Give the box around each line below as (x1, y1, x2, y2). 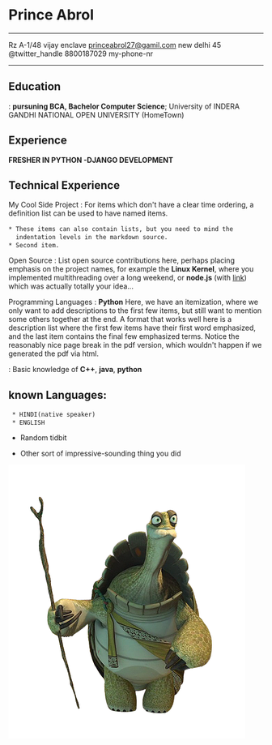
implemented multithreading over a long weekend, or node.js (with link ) (8, 273, 247, 283)
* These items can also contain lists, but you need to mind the (8, 225, 233, 233)
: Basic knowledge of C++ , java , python (8, 365, 142, 375)
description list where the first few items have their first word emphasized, (8, 323, 257, 333)
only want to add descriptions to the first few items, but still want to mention (8, 306, 262, 315)
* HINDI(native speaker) (11, 411, 96, 419)
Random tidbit (19, 433, 67, 443)
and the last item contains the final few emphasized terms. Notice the (8, 332, 240, 341)
